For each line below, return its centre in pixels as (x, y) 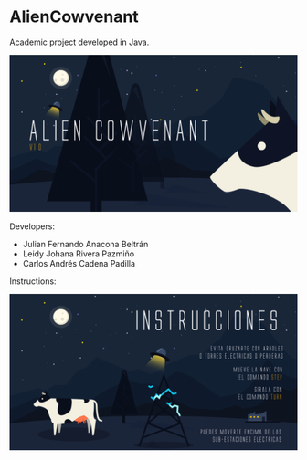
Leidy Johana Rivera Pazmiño (79, 254)
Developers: (32, 226)
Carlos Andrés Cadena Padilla (79, 263)
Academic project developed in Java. (79, 42)
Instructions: (33, 281)
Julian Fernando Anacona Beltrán (85, 244)
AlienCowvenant (74, 17)
